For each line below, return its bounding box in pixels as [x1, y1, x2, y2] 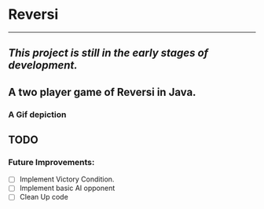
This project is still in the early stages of [8, 46, 209, 60]
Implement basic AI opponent [19, 183, 115, 193]
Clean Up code [19, 192, 68, 202]
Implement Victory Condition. [19, 174, 115, 184]
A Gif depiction [8, 108, 67, 119]
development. [8, 59, 79, 72]
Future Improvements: [8, 156, 95, 167]
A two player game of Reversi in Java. [8, 85, 196, 99]
